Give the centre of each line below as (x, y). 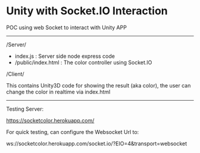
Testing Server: (25, 109)
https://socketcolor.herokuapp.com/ (50, 120)
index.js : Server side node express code (65, 56)
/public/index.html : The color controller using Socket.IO (83, 62)
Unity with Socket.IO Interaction (87, 11)
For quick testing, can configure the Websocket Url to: (73, 132)
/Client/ (15, 74)
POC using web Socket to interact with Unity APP (66, 27)
